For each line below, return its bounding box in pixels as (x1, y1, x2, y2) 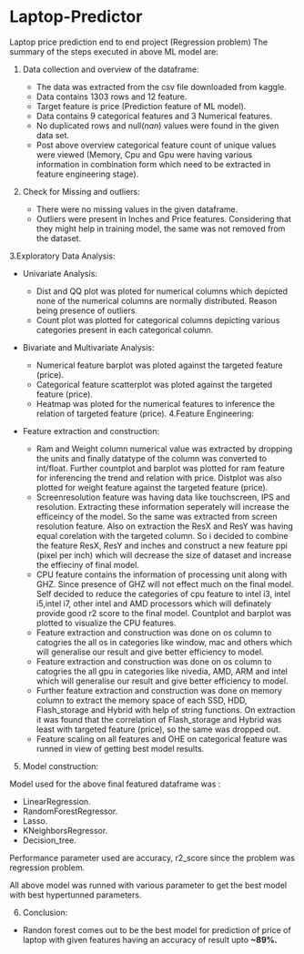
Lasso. (22, 815, 48, 826)
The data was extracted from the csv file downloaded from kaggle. (35, 81, 287, 92)
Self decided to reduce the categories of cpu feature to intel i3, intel (35, 588, 291, 599)
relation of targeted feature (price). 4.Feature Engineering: (35, 408, 255, 419)
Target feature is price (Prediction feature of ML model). (35, 100, 247, 111)
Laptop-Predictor (9, 6, 143, 27)
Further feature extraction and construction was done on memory (35, 685, 282, 695)
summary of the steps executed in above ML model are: (9, 46, 218, 56)
